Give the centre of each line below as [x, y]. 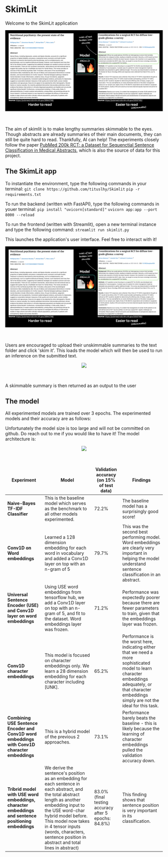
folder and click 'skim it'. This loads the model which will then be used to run [84, 350]
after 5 [101, 813]
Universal [17, 595]
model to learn [137, 668]
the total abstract [62, 794]
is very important [140, 810]
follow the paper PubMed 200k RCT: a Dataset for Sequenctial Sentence [80, 145]
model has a [135, 506]
